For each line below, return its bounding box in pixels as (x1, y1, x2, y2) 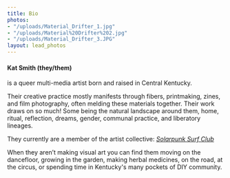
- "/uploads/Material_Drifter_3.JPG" (7, 36, 116, 43)
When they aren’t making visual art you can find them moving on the (7, 148, 201, 157)
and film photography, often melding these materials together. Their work (7, 99, 215, 108)
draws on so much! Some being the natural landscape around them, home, (7, 107, 219, 115)
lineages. (7, 121, 33, 130)
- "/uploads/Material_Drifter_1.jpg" (7, 23, 116, 30)
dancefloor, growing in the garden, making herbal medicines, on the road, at (7, 156, 223, 164)
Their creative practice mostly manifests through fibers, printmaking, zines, (7, 92, 221, 101)
